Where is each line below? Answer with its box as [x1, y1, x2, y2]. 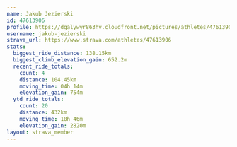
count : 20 [19, 102, 49, 110]
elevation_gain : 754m [19, 89, 83, 96]
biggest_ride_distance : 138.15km [13, 50, 112, 57]
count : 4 [19, 69, 45, 76]
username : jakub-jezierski [6, 30, 86, 37]
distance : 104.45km [19, 76, 77, 83]
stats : [6, 43, 26, 50]
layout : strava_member [6, 129, 74, 136]
